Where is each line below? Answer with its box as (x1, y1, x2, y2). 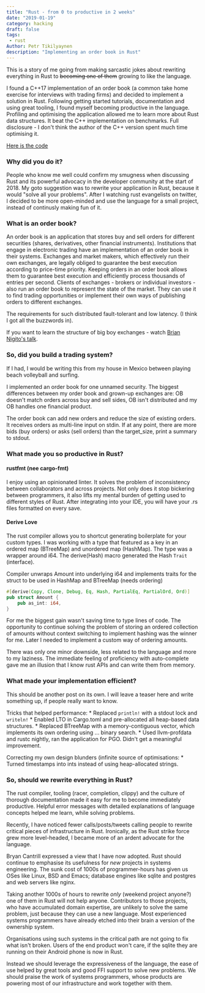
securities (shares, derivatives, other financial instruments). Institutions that (6, 240, 197, 247)
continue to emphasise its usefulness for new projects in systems (6, 859, 171, 866)
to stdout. (6, 434, 31, 441)
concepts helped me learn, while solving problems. (6, 809, 135, 817)
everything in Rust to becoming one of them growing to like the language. (6, 72, 192, 80)
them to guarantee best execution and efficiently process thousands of (6, 272, 185, 280)
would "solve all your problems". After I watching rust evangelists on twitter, (6, 191, 198, 198)
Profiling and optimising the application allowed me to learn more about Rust (6, 110, 199, 117)
